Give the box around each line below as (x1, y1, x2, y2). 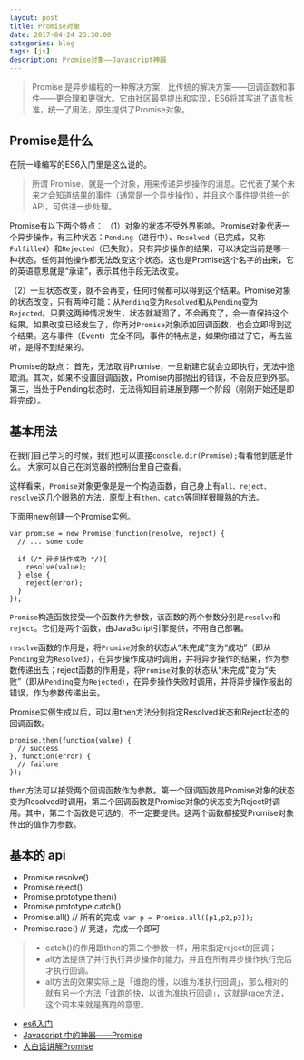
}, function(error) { (9, 752, 92, 761)
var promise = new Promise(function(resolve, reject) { (9, 529, 225, 538)
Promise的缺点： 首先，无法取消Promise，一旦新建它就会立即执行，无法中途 (9, 360, 296, 372)
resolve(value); (25, 562, 88, 571)
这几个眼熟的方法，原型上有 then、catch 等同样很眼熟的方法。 (37, 491, 265, 502)
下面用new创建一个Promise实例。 (9, 511, 136, 521)
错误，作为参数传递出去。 (9, 686, 105, 698)
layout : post (9, 13, 59, 23)
